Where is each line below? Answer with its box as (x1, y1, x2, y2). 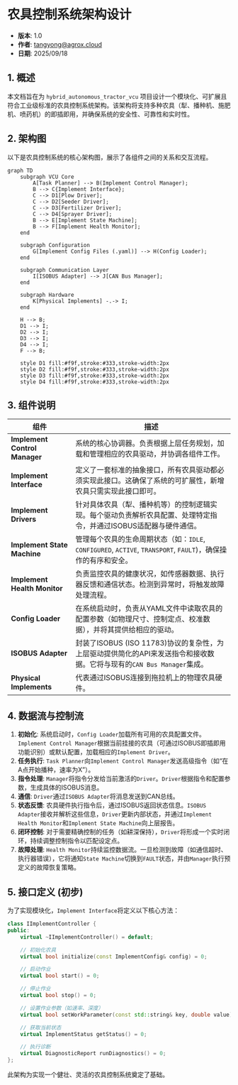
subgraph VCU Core (20, 173, 74, 180)
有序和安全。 (89, 555, 132, 565)
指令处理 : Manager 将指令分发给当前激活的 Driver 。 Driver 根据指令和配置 (17, 775, 225, 783)
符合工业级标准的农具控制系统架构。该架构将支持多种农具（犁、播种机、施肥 (7, 101, 231, 109)
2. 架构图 (7, 133, 47, 145)
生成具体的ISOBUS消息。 (30, 783, 103, 792)
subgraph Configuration (20, 241, 91, 249)
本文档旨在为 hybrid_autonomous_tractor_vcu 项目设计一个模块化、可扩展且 (7, 92, 227, 100)
